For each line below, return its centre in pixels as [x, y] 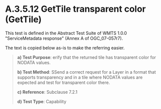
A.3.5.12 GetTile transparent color [76, 9]
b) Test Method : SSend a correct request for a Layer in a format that [86, 72]
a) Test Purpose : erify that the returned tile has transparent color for [86, 57]
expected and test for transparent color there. [64, 82]
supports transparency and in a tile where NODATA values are [80, 77]
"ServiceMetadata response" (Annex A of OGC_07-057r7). [64, 38]
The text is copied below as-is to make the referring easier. [65, 48]
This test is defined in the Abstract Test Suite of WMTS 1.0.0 [66, 33]
